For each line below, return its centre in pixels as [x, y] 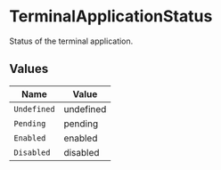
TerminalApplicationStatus [111, 16]
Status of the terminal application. [71, 41]
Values [29, 69]
